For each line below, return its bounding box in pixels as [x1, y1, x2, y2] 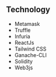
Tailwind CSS [14, 45, 47, 52]
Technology [6, 5, 51, 15]
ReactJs [14, 39, 34, 46]
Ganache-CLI [14, 51, 47, 58]
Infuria [14, 32, 30, 40]
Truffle [14, 26, 31, 34]
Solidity [14, 58, 33, 65]
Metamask [14, 20, 40, 27]
